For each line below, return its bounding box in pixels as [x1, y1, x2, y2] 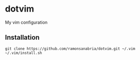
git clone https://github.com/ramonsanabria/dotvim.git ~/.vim [5, 46, 136, 51]
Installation [5, 33, 40, 42]
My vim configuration [5, 19, 47, 25]
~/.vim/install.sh [5, 50, 42, 55]
